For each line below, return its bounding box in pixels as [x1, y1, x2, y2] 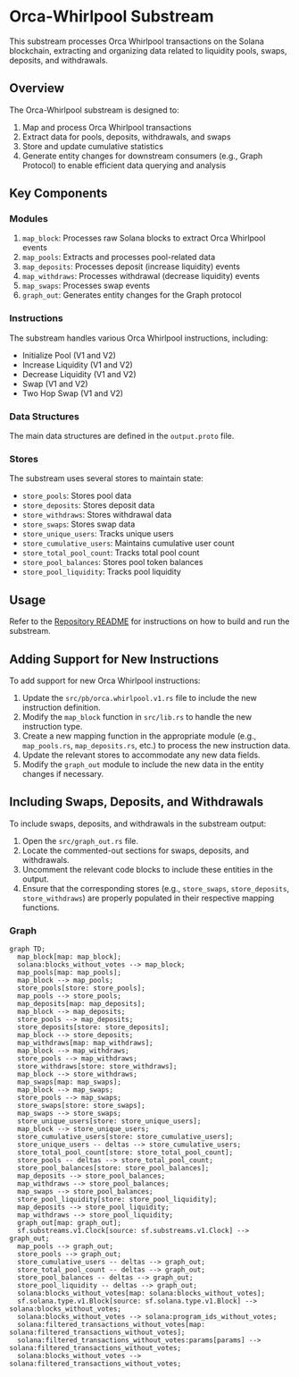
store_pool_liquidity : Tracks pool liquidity [21, 566, 181, 578]
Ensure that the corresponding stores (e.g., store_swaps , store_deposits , [21, 883, 290, 893]
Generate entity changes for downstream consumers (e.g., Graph [21, 150, 263, 161]
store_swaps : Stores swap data [21, 519, 136, 529]
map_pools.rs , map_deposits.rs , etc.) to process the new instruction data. [21, 739, 291, 750]
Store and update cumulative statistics [21, 140, 163, 151]
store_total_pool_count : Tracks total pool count [21, 547, 200, 558]
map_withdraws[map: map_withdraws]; [17, 1039, 154, 1048]
